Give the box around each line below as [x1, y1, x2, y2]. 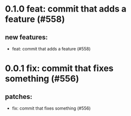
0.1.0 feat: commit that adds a [5, 3, 127, 15]
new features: [5, 33, 48, 41]
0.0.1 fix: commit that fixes [5, 63, 114, 74]
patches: [5, 92, 32, 100]
